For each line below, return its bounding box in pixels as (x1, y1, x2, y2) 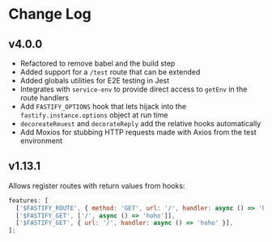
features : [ (8, 196, 49, 205)
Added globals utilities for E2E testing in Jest (19, 76, 170, 85)
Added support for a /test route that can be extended (19, 67, 201, 77)
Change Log (8, 5, 91, 23)
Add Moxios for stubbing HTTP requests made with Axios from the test (19, 127, 257, 137)
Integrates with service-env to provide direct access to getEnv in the (19, 84, 248, 94)
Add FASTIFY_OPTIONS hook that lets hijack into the (19, 102, 187, 111)
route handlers (19, 93, 70, 102)
